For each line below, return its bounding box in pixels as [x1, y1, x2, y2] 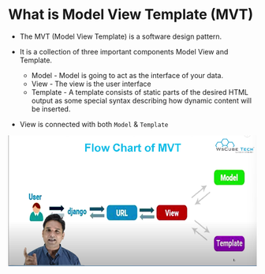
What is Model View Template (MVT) [8, 6, 254, 24]
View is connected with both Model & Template [19, 119, 169, 129]
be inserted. [31, 104, 71, 114]
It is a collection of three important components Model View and [19, 47, 229, 56]
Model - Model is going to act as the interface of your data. [31, 70, 224, 80]
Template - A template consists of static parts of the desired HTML [31, 87, 248, 96]
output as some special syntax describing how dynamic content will [31, 96, 252, 105]
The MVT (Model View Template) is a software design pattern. [19, 32, 222, 41]
